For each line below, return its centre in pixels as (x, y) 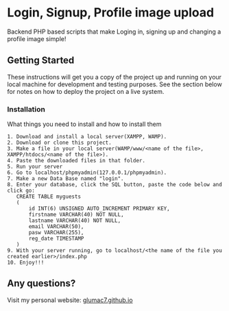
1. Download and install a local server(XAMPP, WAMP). (87, 137)
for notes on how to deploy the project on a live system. (86, 91)
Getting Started (41, 61)
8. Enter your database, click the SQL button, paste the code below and (115, 185)
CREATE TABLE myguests (48, 197)
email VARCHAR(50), (56, 227)
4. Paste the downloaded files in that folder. (76, 161)
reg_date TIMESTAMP (56, 239)
